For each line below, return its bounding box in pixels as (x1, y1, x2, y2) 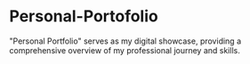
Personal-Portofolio (9, 6, 158, 27)
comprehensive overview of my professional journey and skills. (9, 44, 240, 55)
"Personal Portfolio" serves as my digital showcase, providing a (9, 36, 242, 46)
